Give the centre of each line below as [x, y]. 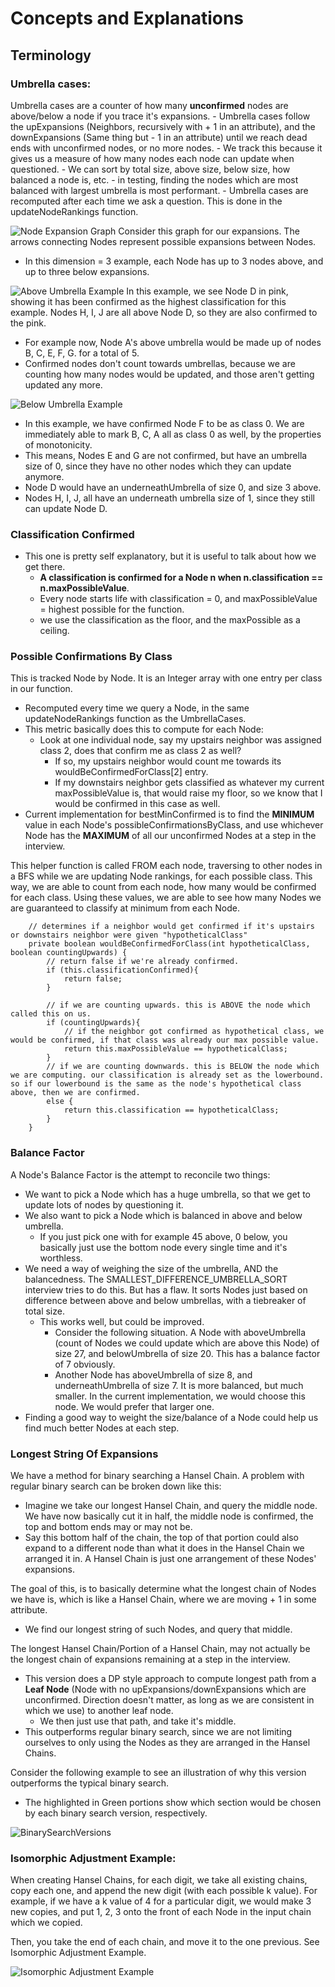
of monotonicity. [58, 444]
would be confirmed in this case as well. [137, 804]
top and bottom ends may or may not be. [108, 1527]
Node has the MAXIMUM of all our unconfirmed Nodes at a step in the [170, 836]
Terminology [51, 55]
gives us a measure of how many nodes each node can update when [152, 158]
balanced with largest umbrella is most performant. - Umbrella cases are [159, 190]
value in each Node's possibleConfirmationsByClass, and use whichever [174, 825]
